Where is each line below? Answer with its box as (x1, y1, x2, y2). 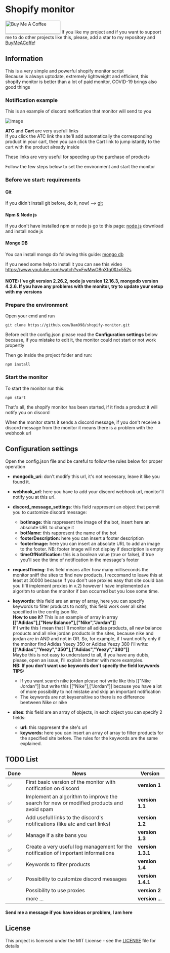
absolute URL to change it (20, 524, 74, 530)
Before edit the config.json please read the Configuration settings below (5, 332, 158, 338)
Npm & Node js (5, 211, 37, 217)
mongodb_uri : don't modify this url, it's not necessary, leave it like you (12, 473, 160, 480)
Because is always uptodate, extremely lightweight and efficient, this (5, 73, 148, 79)
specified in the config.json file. (12, 608, 78, 614)
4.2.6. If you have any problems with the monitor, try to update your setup (5, 283, 163, 289)
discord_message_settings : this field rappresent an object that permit (12, 503, 160, 510)
